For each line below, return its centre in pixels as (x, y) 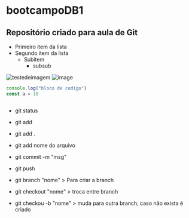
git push (25, 168)
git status (26, 110)
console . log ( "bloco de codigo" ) (46, 88)
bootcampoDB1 (45, 10)
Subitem (34, 59)
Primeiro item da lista (41, 47)
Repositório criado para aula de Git (72, 33)
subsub (42, 66)
